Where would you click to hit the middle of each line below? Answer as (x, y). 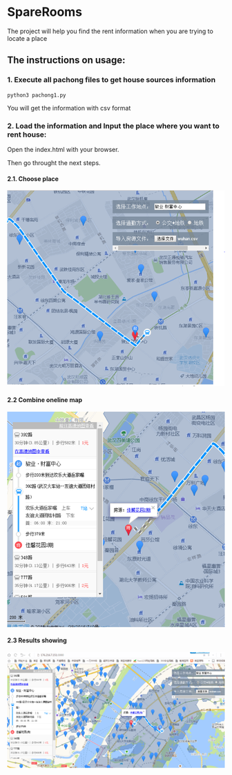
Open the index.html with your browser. (63, 149)
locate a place (27, 38)
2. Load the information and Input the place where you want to (113, 126)
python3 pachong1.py (37, 95)
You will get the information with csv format (69, 108)
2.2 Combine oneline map (45, 400)
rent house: (27, 134)
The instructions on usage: (66, 60)
